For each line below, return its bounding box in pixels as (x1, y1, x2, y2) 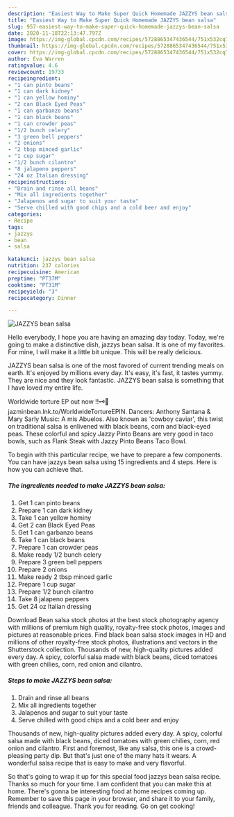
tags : (8, 223, 24, 230)
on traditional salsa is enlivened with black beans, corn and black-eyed (8, 422, 211, 431)
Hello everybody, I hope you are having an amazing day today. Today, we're (8, 333, 225, 342)
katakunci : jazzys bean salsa (8, 255, 96, 263)
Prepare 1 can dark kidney (17, 506, 93, 515)
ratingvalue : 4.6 (8, 62, 58, 69)
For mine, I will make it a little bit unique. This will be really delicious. (8, 348, 203, 356)
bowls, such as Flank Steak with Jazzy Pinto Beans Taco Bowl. (8, 437, 187, 445)
